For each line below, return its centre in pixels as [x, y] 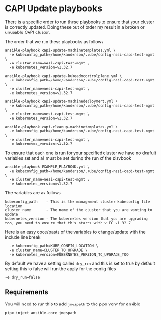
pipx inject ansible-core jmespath [41, 313]
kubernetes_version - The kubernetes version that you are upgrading [77, 219]
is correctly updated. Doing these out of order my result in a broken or [75, 27]
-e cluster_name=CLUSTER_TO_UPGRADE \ [49, 250]
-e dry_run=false [22, 277]
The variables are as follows [33, 192]
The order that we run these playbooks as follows [54, 41]
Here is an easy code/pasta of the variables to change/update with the [75, 232]
